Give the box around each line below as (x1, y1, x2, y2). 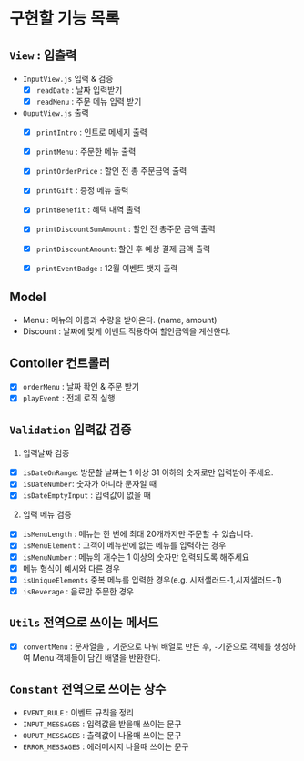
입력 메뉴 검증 (22, 509, 72, 520)
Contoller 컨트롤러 (9, 355, 111, 370)
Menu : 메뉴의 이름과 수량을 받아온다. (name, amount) (22, 315, 218, 326)
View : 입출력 (9, 47, 77, 63)
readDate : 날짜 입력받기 (35, 85, 123, 96)
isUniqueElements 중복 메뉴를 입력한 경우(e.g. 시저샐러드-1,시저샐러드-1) (22, 574, 282, 585)
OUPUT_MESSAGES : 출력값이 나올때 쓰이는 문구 (22, 730, 182, 741)
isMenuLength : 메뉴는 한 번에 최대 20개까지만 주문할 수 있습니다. (22, 529, 254, 540)
